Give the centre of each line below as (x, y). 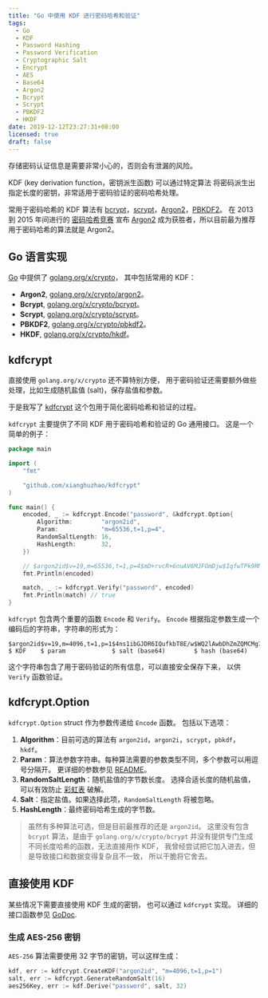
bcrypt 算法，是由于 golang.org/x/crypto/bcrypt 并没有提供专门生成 (140, 836)
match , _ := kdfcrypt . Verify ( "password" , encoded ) (108, 588)
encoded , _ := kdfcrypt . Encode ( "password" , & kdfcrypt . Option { (128, 515)
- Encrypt (32, 68)
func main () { (32, 507)
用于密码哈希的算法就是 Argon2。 (63, 229)
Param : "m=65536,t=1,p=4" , (101, 530)
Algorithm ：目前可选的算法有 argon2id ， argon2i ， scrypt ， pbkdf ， (130, 740)
